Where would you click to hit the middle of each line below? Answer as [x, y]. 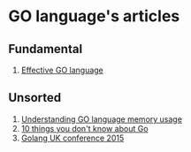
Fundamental [46, 49]
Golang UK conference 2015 [73, 138]
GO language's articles [94, 16]
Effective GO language [62, 70]
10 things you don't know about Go [84, 128]
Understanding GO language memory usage [102, 119]
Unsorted [35, 98]
